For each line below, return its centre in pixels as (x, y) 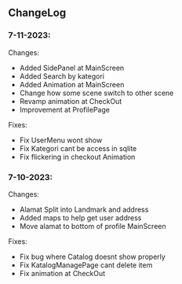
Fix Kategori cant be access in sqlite (78, 148)
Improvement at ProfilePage (64, 109)
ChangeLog (37, 13)
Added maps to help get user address (80, 218)
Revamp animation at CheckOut (71, 101)
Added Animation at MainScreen (72, 84)
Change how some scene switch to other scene (96, 93)
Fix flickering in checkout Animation (77, 157)
